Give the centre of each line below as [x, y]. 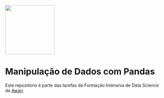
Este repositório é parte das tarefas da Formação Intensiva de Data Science [82, 85]
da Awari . [15, 90]
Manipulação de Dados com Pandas [80, 72]
